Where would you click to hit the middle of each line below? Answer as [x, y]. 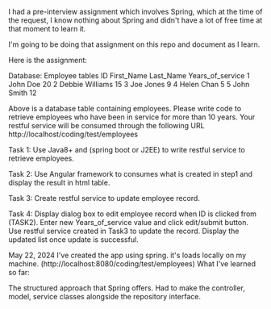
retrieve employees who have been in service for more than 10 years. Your [132, 117]
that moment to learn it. [47, 29]
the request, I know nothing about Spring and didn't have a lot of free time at [135, 20]
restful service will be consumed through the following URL [106, 125]
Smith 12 [23, 93]
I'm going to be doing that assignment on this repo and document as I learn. [134, 44]
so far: [19, 272]
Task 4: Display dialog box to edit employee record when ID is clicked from [132, 214]
